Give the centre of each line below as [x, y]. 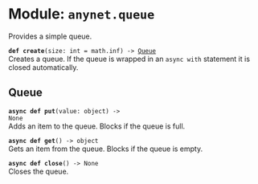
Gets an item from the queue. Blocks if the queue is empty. [106, 149]
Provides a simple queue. [50, 36]
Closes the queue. [39, 171]
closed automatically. [43, 67]
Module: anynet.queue [82, 14]
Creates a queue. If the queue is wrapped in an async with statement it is [129, 59]
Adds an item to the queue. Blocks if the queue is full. [97, 126]
